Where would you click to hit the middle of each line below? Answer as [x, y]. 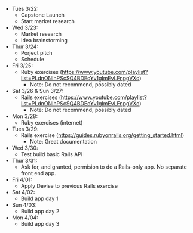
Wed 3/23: [25, 27]
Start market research [48, 21]
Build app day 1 [39, 198]
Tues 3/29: [25, 129]
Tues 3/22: [25, 9]
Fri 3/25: [22, 66]
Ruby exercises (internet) [52, 122]
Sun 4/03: [24, 205]
